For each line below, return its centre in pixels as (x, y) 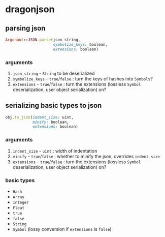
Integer (21, 202)
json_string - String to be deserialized (54, 73)
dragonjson (30, 9)
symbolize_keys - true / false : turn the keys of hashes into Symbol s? (83, 79)
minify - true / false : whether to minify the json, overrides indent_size (86, 156)
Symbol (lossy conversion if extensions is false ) (62, 229)
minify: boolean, (51, 122)
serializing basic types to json (54, 106)
